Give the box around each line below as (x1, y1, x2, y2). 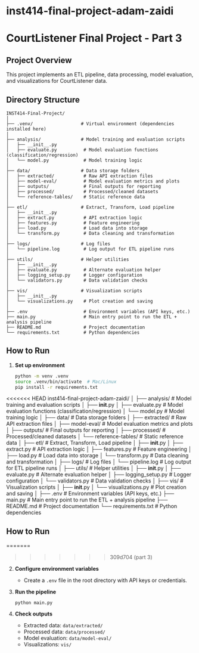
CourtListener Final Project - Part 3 (6, 32, 182, 45)
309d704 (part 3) (110, 553, 153, 561)
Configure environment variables (14, 565, 99, 572)
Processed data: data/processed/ (23, 628, 105, 636)
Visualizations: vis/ (23, 641, 72, 648)
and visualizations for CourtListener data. (6, 78, 108, 85)
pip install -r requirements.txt (14, 384, 98, 390)
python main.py (14, 600, 53, 606)
